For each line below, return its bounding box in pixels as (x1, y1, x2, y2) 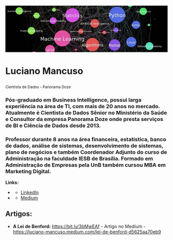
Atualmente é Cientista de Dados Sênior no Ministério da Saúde (5, 109, 167, 116)
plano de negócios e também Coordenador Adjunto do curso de (5, 148, 167, 155)
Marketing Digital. (5, 168, 51, 175)
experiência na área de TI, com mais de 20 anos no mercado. (5, 103, 161, 110)
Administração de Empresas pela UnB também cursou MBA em (5, 161, 166, 168)
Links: (5, 179, 19, 185)
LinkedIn (20, 189, 39, 195)
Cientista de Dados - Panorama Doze (5, 84, 71, 90)
